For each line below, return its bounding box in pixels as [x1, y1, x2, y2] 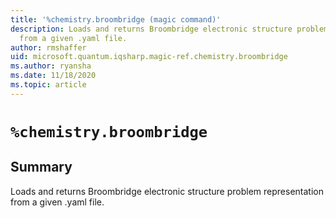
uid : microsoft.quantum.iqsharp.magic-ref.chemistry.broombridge [10, 52, 288, 62]
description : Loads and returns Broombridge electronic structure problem [10, 24, 329, 34]
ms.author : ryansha [10, 61, 92, 71]
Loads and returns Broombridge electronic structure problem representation [10, 185, 324, 197]
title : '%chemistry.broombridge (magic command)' [10, 14, 222, 25]
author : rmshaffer [10, 42, 87, 53]
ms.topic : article [10, 80, 87, 90]
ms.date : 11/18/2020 [10, 71, 97, 81]
